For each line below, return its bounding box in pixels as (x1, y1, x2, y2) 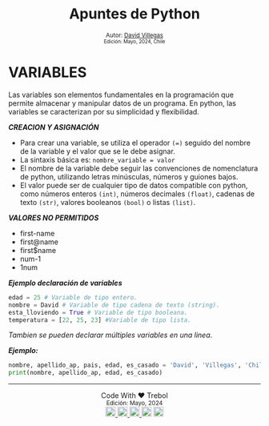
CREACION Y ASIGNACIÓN (8, 122, 99, 132)
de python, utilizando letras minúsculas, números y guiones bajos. (19, 171, 239, 181)
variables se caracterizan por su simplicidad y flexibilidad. (8, 106, 200, 116)
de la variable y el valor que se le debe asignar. (19, 146, 176, 156)
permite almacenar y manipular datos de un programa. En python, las (8, 98, 236, 108)
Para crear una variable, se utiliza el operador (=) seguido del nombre (19, 138, 251, 147)
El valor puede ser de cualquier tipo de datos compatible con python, (19, 180, 248, 190)
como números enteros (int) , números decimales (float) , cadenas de (19, 189, 255, 199)
